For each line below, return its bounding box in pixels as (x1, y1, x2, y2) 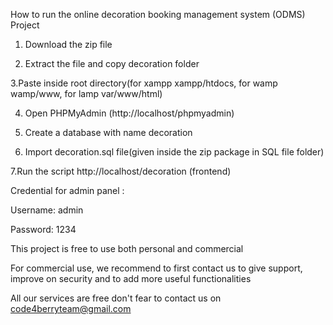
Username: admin (10, 204, 84, 216)
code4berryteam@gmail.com (10, 303, 132, 314)
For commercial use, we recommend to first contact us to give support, (10, 262, 303, 274)
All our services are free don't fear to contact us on (10, 292, 222, 304)
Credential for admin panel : (10, 185, 125, 196)
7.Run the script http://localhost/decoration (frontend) (10, 165, 232, 177)
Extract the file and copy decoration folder (24, 58, 200, 69)
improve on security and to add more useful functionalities (10, 273, 252, 284)
